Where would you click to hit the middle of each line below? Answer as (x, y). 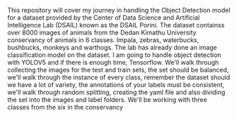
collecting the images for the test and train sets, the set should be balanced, (118, 70)
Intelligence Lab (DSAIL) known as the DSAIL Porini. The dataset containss (116, 25)
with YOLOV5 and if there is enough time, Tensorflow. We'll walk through (113, 62)
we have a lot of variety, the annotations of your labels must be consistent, (116, 85)
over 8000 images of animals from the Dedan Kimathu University (102, 32)
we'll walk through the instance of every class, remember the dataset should (119, 77)
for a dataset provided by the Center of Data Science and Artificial (104, 18)
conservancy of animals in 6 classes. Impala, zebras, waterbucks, (103, 40)
